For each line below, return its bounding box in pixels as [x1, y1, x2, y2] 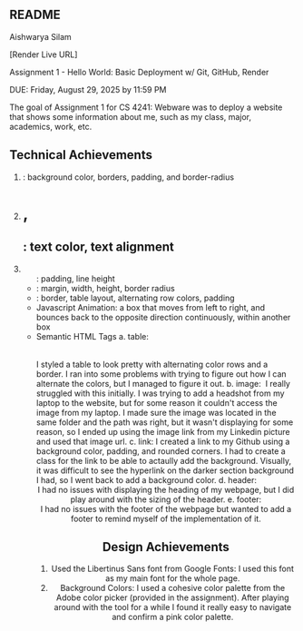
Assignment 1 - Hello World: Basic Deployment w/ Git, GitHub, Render [9, 66, 269, 77]
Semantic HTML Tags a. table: [35, 330, 150, 341]
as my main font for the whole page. [105, 573, 240, 584]
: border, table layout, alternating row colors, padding [35, 292, 235, 303]
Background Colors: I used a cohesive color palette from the [60, 583, 286, 594]
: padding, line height [35, 272, 115, 284]
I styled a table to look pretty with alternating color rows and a [35, 359, 269, 370]
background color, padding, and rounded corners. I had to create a [35, 445, 286, 457]
